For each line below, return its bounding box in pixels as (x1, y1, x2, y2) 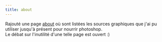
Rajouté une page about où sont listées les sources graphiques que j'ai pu (5, 21, 157, 27)
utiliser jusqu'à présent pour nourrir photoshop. (5, 26, 103, 32)
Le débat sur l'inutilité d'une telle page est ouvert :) (5, 31, 110, 37)
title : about (5, 7, 32, 12)
